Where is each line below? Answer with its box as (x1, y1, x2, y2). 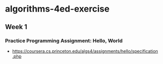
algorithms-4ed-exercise (5, 3, 110, 15)
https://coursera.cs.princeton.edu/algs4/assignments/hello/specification (12, 48, 159, 54)
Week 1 (5, 23, 27, 31)
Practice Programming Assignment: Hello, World (5, 37, 123, 44)
